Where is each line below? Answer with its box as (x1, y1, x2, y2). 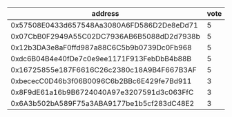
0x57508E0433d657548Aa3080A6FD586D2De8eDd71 (10, 21, 198, 30)
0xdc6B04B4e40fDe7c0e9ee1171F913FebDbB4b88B (10, 54, 192, 63)
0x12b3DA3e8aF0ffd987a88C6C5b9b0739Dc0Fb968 (10, 43, 192, 52)
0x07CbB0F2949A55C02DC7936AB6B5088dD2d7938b (10, 32, 200, 41)
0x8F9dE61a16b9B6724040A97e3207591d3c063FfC (10, 87, 194, 97)
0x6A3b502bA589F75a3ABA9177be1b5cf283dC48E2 (10, 99, 195, 108)
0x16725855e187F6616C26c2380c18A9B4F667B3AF (10, 65, 197, 74)
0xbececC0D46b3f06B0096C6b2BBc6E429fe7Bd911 (10, 76, 192, 85)
